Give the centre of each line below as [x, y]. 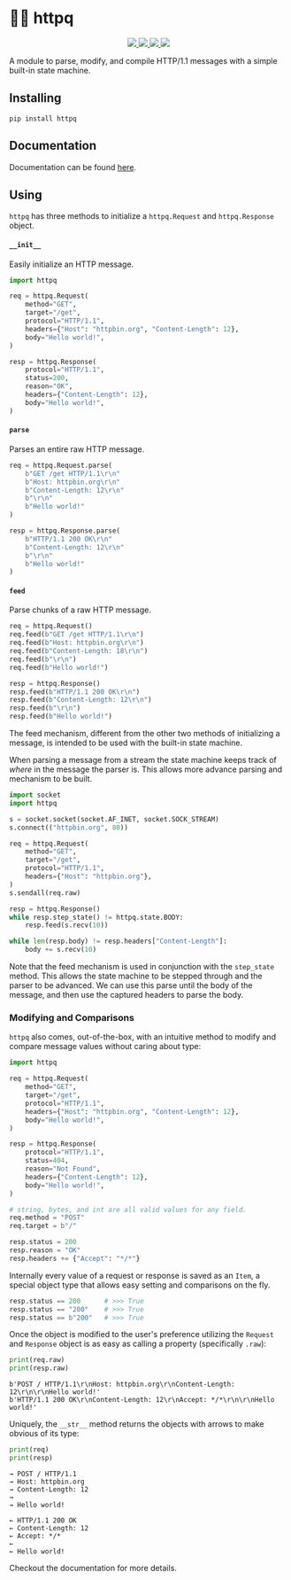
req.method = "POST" [47, 1218]
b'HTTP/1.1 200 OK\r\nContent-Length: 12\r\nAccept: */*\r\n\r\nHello [142, 1400]
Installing [35, 98]
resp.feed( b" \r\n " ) [45, 708]
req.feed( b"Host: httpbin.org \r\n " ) [77, 643]
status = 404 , [47, 1161]
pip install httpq [43, 119]
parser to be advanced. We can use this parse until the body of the [131, 985]
